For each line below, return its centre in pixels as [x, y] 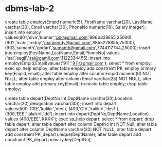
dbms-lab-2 [30, 8]
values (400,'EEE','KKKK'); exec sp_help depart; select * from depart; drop [80, 119]
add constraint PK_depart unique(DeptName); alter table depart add [73, 134]
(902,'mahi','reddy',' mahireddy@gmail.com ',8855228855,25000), [70, 42]
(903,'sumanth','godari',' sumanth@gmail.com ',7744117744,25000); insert [78, 48]
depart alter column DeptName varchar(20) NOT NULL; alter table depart [78, 129]
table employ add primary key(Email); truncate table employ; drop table [76, 83]
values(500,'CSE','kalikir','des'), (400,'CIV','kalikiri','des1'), [63, 108]
